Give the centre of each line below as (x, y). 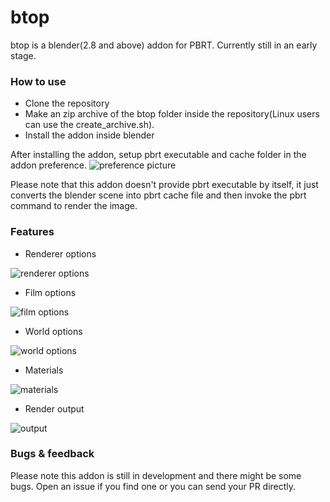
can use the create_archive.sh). (89, 125)
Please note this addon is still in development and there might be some (156, 475)
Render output (54, 408)
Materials (44, 370)
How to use (38, 81)
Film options (50, 292)
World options (53, 331)
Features (32, 232)
